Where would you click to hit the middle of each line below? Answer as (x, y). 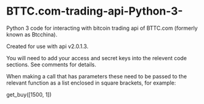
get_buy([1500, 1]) (29, 94)
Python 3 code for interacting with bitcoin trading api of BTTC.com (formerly (102, 28)
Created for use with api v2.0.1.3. (47, 46)
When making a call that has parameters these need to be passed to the (97, 76)
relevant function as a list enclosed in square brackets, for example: (91, 83)
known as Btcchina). (32, 34)
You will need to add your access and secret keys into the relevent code (97, 58)
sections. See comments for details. (51, 64)
